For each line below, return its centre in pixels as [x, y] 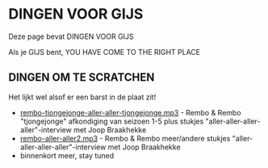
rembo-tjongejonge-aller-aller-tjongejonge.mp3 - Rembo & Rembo [130, 112]
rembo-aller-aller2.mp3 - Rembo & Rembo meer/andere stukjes [125, 138]
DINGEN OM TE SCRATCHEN [82, 78]
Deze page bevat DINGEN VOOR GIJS [71, 36]
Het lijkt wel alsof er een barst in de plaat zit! [82, 97]
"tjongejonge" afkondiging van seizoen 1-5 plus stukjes [112, 121]
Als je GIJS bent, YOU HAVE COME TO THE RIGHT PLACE [105, 52]
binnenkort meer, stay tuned [67, 155]
